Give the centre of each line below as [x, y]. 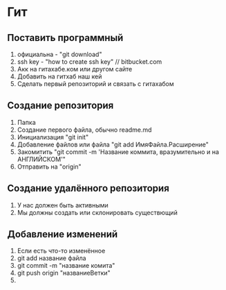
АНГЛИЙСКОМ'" [41, 159]
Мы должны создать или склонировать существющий [97, 212]
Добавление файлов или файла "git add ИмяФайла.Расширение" [113, 144]
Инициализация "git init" [53, 137]
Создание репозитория [60, 106]
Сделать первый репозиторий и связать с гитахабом [95, 84]
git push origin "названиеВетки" [64, 273]
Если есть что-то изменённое [61, 251]
